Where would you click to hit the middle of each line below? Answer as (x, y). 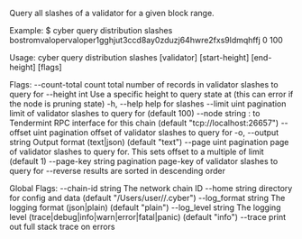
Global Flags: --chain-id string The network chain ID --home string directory (151, 188)
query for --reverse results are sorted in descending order (117, 171)
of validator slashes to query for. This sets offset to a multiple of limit (137, 152)
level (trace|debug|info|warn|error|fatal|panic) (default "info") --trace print (148, 217)
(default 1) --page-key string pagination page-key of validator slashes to (144, 161)
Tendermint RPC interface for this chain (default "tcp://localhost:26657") (144, 123)
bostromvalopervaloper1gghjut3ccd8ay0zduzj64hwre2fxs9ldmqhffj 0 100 (146, 40)
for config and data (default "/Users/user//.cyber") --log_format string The (147, 198)
